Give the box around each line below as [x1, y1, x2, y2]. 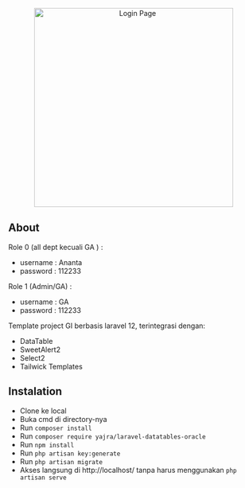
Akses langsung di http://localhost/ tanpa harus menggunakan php [19, 465, 237, 474]
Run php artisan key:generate [19, 448, 121, 458]
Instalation [8, 385, 62, 398]
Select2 [19, 353, 45, 362]
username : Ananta [19, 257, 83, 267]
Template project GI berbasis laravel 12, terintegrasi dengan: [8, 321, 205, 330]
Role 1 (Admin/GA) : [8, 281, 72, 291]
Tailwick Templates [19, 361, 84, 371]
